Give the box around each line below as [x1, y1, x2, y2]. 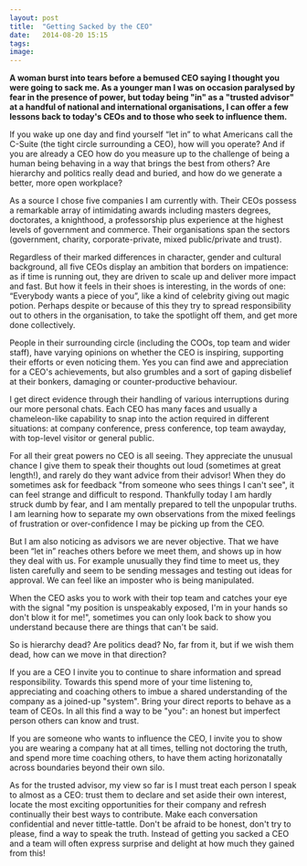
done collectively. [9, 320, 76, 331]
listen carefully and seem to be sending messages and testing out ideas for [9, 565, 292, 576]
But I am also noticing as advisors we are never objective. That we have [9, 536, 280, 547]
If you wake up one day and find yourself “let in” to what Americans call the [9, 129, 293, 140]
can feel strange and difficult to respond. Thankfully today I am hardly [9, 490, 272, 501]
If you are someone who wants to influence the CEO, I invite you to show [9, 733, 283, 745]
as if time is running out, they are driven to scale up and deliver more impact [9, 271, 297, 282]
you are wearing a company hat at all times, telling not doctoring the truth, [9, 743, 288, 754]
